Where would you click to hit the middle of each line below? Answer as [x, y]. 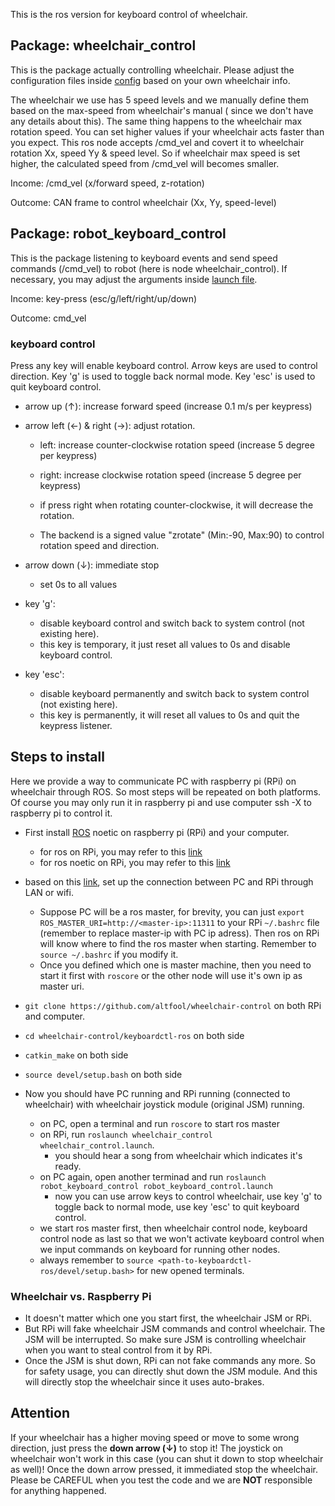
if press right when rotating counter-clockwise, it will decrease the [176, 505]
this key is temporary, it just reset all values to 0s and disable [165, 644]
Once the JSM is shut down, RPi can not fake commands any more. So [170, 1361]
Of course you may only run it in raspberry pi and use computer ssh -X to [161, 802]
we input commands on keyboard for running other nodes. [160, 1249]
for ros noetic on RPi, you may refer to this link [135, 862]
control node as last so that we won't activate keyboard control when [182, 1238]
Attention [40, 1413]
